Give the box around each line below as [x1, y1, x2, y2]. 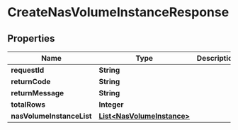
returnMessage [11, 88, 64, 97]
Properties [7, 32, 55, 45]
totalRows [11, 100, 46, 110]
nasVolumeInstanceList [11, 111, 92, 121]
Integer [98, 100, 124, 110]
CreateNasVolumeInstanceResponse [7, 4, 229, 20]
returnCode [11, 77, 51, 86]
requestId [11, 65, 45, 75]
